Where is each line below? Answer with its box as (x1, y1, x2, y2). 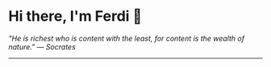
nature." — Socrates (8, 41, 77, 51)
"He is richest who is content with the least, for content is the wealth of (8, 33, 244, 43)
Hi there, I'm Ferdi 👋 (8, 7, 143, 26)
